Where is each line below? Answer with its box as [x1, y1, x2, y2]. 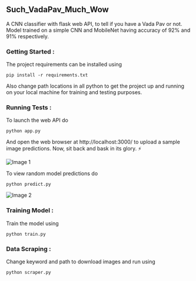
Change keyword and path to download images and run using [6, 258, 156, 265]
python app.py [6, 128, 41, 134]
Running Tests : [6, 103, 52, 112]
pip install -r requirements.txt [6, 72, 88, 78]
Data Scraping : [6, 245, 51, 253]
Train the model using [6, 220, 59, 227]
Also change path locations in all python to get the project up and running [6, 82, 184, 90]
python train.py [6, 231, 46, 237]
